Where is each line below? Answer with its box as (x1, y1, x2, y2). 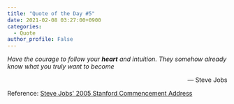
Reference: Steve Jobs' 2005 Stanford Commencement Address (7, 89, 193, 98)
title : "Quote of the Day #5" (7, 10, 96, 17)
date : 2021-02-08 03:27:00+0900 (7, 17, 101, 24)
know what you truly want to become (7, 62, 115, 71)
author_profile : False (7, 36, 73, 43)
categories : (7, 23, 42, 30)
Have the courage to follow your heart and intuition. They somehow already (7, 55, 227, 63)
